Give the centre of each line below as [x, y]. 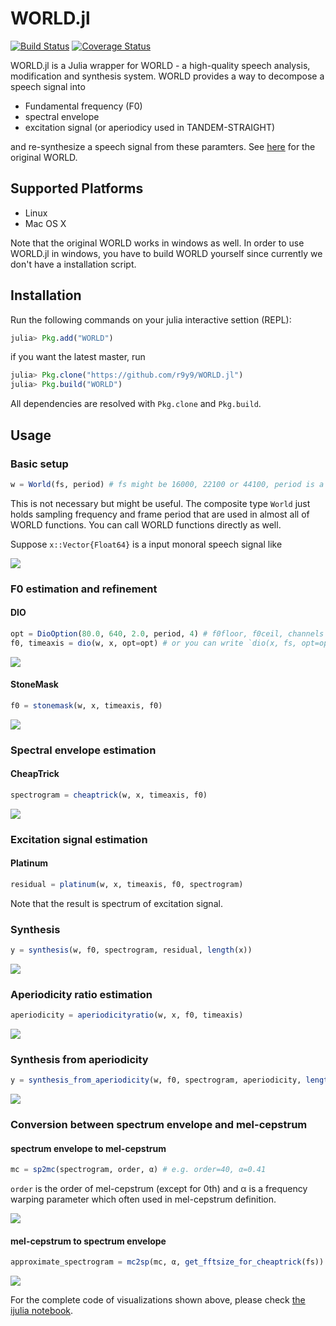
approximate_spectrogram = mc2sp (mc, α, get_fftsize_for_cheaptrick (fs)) [167, 1262]
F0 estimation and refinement [84, 589]
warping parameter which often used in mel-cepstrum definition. [143, 1199]
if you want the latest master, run [78, 357]
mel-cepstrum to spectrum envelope [88, 1241]
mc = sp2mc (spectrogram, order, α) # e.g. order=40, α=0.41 [138, 1170]
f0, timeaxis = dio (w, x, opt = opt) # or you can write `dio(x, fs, [154, 643]
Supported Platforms [77, 188]
